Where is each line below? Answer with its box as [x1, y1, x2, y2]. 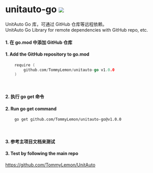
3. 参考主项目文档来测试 [5, 138, 55, 144]
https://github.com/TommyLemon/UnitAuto [5, 162, 96, 168]
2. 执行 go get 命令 [5, 93, 45, 100]
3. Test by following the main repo [5, 151, 79, 157]
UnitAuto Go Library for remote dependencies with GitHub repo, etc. [5, 27, 148, 33]
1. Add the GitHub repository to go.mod [5, 51, 90, 57]
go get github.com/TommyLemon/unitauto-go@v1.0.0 [14, 117, 122, 122]
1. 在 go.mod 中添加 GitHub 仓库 [5, 39, 73, 45]
